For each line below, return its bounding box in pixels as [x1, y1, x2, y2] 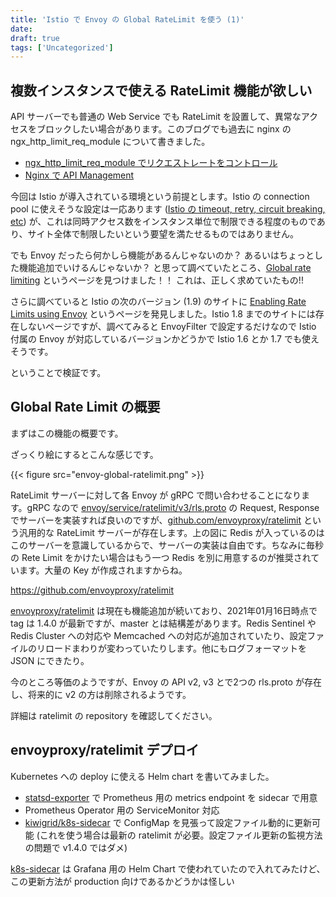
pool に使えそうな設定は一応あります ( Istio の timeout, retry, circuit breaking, [10, 203, 326, 215]
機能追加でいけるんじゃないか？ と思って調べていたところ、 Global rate [18, 262, 312, 274]
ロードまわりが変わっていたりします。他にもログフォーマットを [44, 642, 307, 654]
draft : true [10, 33, 60, 43]
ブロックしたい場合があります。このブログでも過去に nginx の [36, 123, 292, 135]
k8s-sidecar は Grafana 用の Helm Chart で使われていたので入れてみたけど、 [10, 862, 326, 875]
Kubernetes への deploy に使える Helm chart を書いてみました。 [10, 770, 275, 782]
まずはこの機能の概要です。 [10, 427, 124, 439]
